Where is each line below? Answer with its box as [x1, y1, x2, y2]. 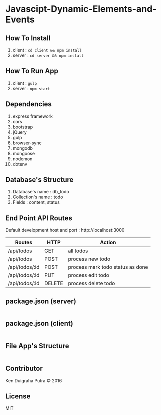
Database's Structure [5, 176, 74, 184]
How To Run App [5, 67, 59, 75]
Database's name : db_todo [12, 189, 69, 195]
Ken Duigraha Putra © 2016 [5, 377, 62, 383]
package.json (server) [5, 297, 76, 305]
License [5, 392, 31, 400]
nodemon [12, 156, 33, 162]
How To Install [5, 34, 51, 42]
